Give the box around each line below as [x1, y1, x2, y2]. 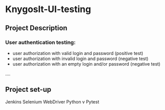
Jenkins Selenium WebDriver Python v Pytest [5, 98, 99, 104]
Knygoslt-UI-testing [5, 4, 91, 15]
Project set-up [5, 85, 51, 94]
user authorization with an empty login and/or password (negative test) [12, 61, 160, 67]
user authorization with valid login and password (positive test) [12, 50, 144, 56]
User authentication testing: [5, 39, 76, 46]
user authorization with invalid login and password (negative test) [12, 56, 149, 62]
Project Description [5, 24, 68, 32]
